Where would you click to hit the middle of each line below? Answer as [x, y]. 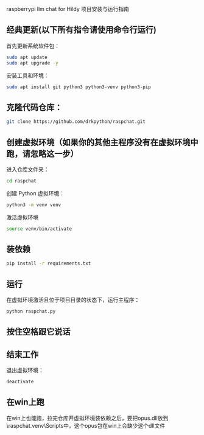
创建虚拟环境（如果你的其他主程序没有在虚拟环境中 [102, 142]
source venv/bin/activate [39, 229]
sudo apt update [27, 57]
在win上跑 [25, 402]
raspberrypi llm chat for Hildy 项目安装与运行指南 [68, 9]
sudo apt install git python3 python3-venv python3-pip [79, 87]
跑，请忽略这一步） [42, 154]
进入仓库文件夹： [28, 169]
